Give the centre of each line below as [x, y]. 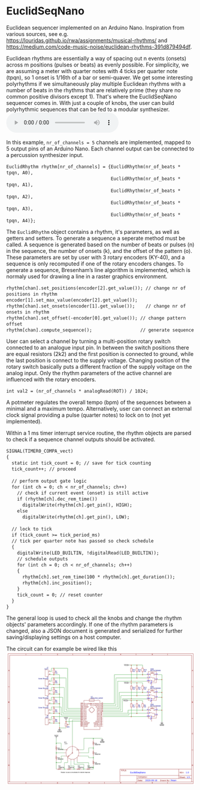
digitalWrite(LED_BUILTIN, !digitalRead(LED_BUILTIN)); [88, 553]
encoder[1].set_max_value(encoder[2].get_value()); [72, 300]
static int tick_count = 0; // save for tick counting [81, 463]
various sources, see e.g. [37, 34]
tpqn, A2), [20, 197]
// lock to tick [32, 529]
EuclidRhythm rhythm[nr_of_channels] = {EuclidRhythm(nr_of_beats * [93, 167]
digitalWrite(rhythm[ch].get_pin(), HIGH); [77, 505]
